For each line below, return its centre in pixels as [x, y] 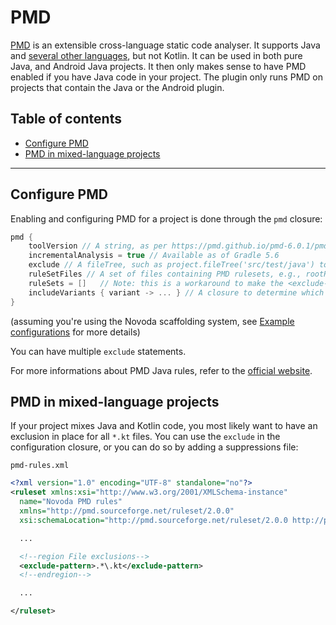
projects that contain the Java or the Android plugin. [117, 87]
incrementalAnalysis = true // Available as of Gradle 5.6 [154, 256]
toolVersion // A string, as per [98, 246]
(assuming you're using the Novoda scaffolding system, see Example [152, 321]
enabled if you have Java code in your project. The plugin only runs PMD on [166, 77]
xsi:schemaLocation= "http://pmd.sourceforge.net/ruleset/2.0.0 [153, 520]
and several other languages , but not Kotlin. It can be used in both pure [156, 55]
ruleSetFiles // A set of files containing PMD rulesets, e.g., [165, 274]
